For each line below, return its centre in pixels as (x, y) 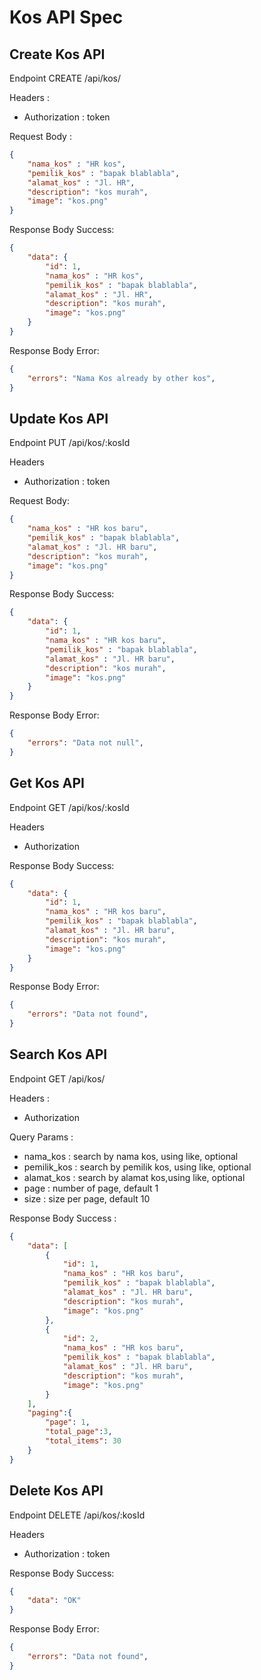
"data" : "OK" (54, 1601)
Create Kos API (57, 54)
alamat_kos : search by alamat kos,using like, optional (134, 1177)
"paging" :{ (50, 1413)
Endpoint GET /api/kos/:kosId (69, 807)
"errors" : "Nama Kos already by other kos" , (121, 378)
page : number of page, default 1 (91, 1188)
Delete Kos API (56, 1491)
